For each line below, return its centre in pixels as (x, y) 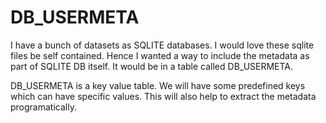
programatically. (43, 107)
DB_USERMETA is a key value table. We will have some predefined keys (158, 85)
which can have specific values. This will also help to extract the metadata (163, 96)
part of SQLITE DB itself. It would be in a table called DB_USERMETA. (152, 66)
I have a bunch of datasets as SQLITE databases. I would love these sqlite (162, 45)
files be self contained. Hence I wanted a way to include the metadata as (160, 55)
